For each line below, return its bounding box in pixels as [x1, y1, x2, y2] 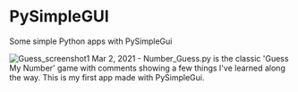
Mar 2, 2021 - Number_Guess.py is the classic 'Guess [91, 53, 289, 63]
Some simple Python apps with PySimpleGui [9, 36, 173, 46]
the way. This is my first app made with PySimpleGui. [9, 71, 205, 82]
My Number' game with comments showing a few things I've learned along [9, 63, 286, 73]
